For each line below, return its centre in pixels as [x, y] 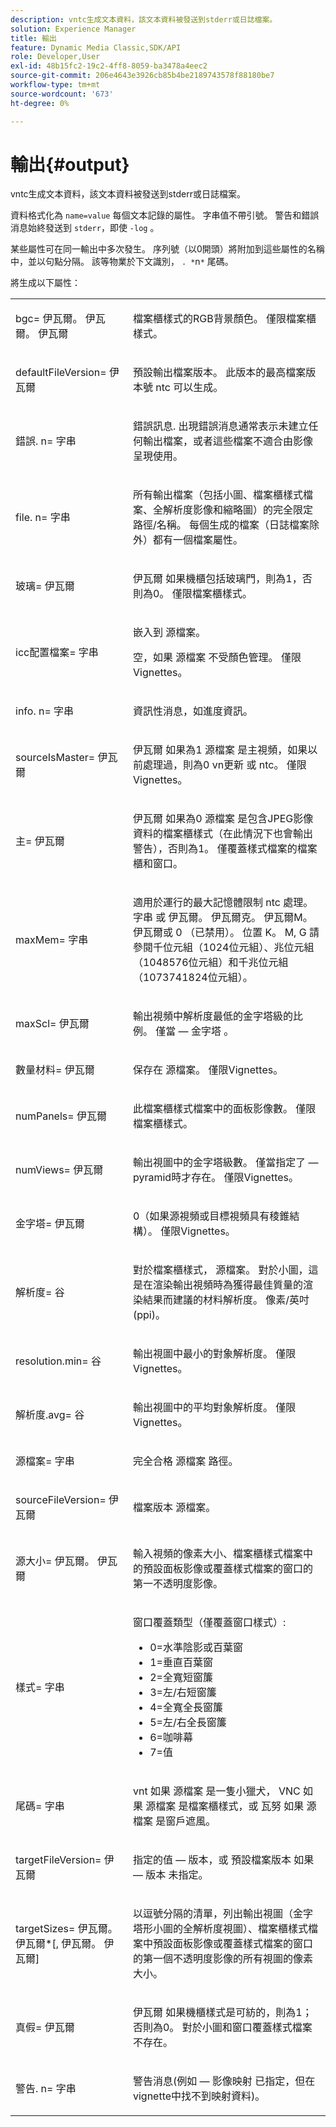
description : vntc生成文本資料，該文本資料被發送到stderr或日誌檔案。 [144, 19]
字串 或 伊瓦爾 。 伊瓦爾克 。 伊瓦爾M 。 [222, 918]
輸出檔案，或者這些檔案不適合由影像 [227, 441]
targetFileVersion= [58, 1860]
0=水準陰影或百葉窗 [196, 1648]
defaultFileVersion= [61, 373]
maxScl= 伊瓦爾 [52, 1024]
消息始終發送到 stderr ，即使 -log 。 [85, 228]
